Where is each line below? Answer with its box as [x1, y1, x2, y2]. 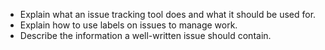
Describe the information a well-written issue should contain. [19, 30, 272, 41]
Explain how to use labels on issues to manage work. [19, 19, 238, 31]
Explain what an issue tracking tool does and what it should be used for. [19, 9, 317, 20]
